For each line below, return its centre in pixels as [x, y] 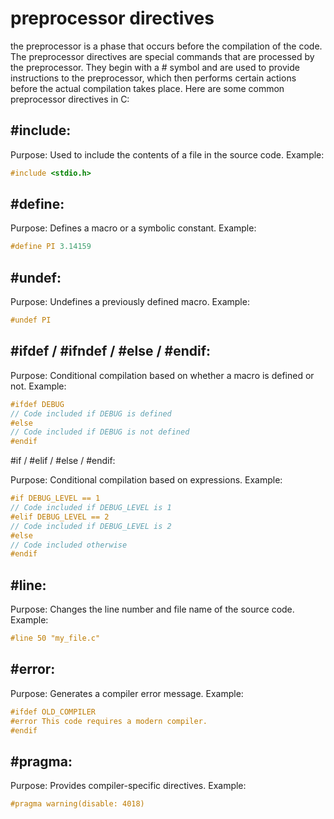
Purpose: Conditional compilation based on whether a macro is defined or [162, 375]
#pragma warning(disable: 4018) [77, 804]
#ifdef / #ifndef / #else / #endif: [111, 351]
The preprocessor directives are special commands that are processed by [162, 56]
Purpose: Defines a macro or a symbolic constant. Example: [133, 228]
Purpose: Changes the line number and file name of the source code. [152, 609]
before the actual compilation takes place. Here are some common [147, 88]
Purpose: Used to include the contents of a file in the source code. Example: [167, 154]
